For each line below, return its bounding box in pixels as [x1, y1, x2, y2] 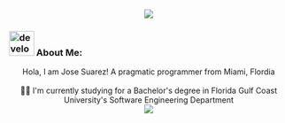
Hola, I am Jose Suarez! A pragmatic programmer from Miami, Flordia [21, 66, 276, 77]
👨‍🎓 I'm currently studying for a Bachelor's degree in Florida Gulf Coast [20, 85, 277, 96]
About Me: [35, 47, 82, 59]
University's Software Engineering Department [63, 95, 235, 105]
